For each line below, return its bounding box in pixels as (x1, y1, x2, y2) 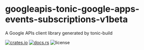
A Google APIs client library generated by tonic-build (5, 30, 113, 36)
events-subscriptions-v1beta (5, 14, 128, 25)
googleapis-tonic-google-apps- (5, 3, 140, 15)
